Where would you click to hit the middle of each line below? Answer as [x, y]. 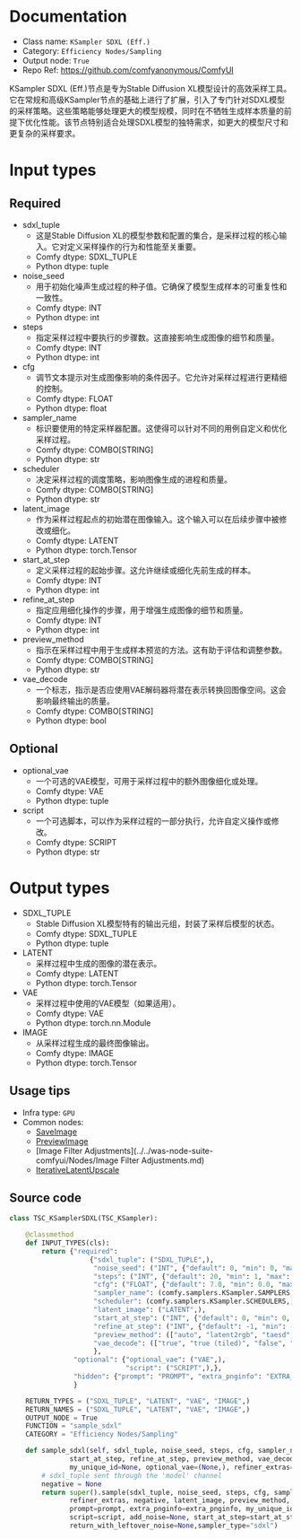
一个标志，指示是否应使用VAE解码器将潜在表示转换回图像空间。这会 [161, 689]
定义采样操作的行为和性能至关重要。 [134, 246]
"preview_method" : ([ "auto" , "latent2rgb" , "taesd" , [194, 1334]
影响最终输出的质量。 [75, 701]
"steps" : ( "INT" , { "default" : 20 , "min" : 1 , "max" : [192, 1276]
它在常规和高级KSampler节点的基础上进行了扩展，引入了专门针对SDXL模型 [147, 100]
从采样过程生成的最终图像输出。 [95, 1043]
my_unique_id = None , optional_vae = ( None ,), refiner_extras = [182, 1467]
